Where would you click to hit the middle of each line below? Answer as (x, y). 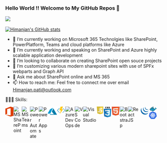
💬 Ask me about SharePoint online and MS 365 (61, 77)
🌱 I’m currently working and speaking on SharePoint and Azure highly (85, 50)
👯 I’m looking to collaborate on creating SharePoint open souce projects (87, 61)
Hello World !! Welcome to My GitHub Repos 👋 (63, 8)
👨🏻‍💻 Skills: (16, 100)
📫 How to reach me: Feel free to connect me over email (71, 82)
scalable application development (47, 56)
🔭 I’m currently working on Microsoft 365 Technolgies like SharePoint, (85, 39)
